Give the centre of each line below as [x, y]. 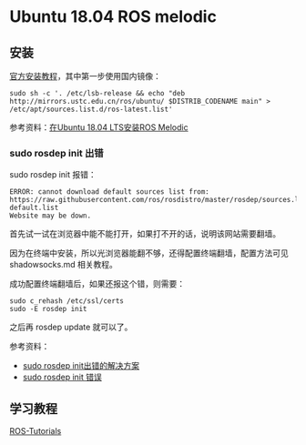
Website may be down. [51, 216]
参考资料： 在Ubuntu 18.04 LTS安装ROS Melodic [99, 127]
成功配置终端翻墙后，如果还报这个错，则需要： [97, 284]
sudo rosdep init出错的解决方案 [81, 366]
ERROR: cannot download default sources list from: [109, 192]
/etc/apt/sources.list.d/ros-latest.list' [91, 109]
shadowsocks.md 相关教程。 [64, 265]
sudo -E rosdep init [49, 309]
